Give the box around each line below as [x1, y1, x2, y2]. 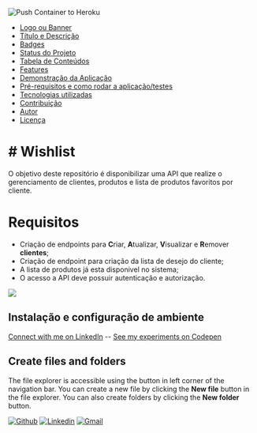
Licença [19, 115, 46, 124]
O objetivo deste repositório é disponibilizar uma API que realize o [8, 168, 222, 178]
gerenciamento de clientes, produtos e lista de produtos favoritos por [8, 177, 234, 186]
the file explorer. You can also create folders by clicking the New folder [8, 392, 240, 402]
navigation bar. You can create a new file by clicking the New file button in [8, 384, 250, 393]
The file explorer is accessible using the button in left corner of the [8, 375, 225, 385]
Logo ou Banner [19, 23, 73, 32]
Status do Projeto [19, 48, 76, 57]
